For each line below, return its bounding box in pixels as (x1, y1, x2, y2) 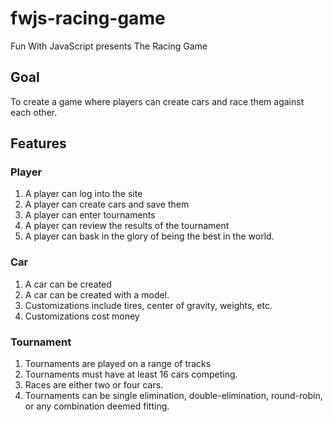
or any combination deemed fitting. (24, 400, 170, 412)
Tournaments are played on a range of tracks (24, 358, 212, 370)
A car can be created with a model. (24, 288, 170, 301)
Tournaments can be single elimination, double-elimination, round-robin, (24, 390, 323, 402)
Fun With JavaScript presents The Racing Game (10, 40, 208, 52)
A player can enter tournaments (24, 209, 156, 221)
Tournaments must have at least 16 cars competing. (24, 368, 238, 381)
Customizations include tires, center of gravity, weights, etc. (24, 299, 273, 311)
